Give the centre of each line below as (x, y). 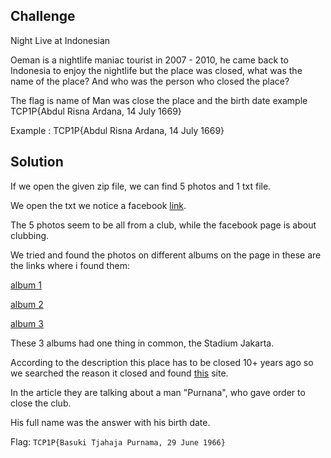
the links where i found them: (70, 265)
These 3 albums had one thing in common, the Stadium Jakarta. (142, 343)
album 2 (27, 304)
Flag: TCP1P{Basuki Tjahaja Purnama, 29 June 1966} (118, 441)
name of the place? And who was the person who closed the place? (150, 81)
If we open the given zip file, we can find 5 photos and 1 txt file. (141, 186)
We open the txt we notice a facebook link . (98, 205)
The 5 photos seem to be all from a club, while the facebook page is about (163, 225)
